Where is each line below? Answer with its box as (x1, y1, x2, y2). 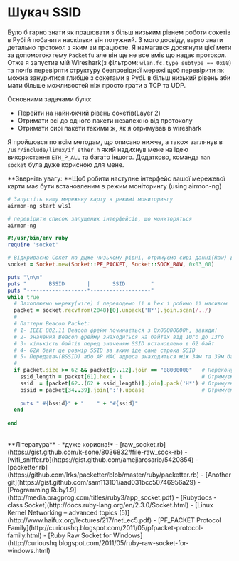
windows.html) (7, 547, 51, 555)
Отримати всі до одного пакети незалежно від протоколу (17, 116, 193, 125)
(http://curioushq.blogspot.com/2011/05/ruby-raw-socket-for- (7, 539, 189, 547)
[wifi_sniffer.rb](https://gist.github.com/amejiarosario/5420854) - (7, 455, 199, 464)
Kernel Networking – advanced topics (7, 508, 117, 517)
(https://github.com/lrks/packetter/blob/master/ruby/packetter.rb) (7, 470, 199, 479)
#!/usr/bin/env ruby (7, 235, 69, 242)
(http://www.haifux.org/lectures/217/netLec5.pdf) (7, 516, 152, 525)
